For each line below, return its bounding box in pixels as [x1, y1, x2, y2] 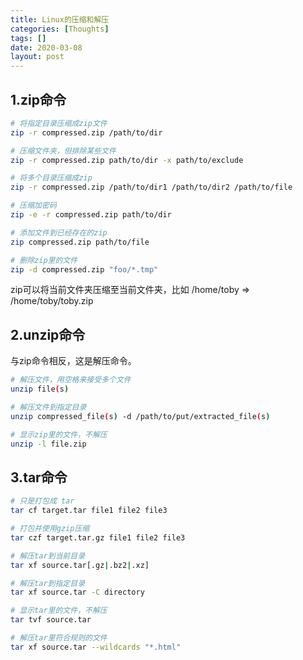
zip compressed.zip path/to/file [10, 237, 150, 247]
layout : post [10, 52, 65, 62]
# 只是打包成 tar [10, 496, 75, 506]
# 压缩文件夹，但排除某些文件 [10, 146, 117, 156]
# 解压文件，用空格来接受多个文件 [10, 375, 132, 385]
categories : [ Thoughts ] [10, 24, 110, 34]
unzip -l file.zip [10, 439, 87, 449]
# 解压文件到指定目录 [10, 402, 87, 412]
